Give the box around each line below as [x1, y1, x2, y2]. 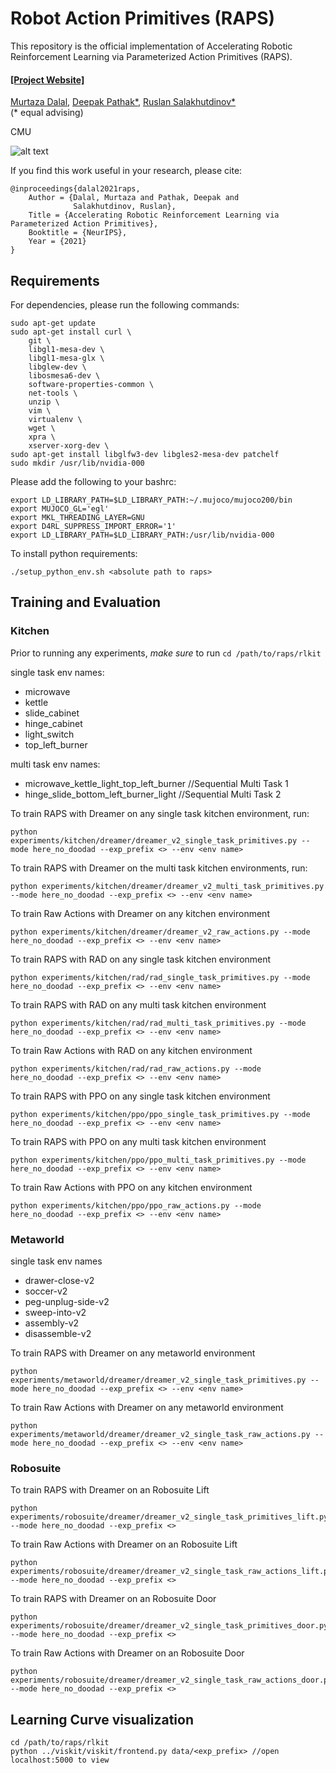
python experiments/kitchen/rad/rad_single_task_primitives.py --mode [10, 972, 311, 982]
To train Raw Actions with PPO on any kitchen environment [10, 1181, 253, 1193]
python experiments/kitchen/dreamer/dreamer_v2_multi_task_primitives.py [10, 881, 325, 891]
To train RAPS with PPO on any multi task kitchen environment [10, 1135, 267, 1147]
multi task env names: [10, 758, 101, 770]
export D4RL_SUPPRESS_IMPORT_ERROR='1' [10, 521, 177, 531]
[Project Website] [10, 73, 85, 86]
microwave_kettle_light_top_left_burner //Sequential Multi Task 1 [24, 777, 289, 789]
